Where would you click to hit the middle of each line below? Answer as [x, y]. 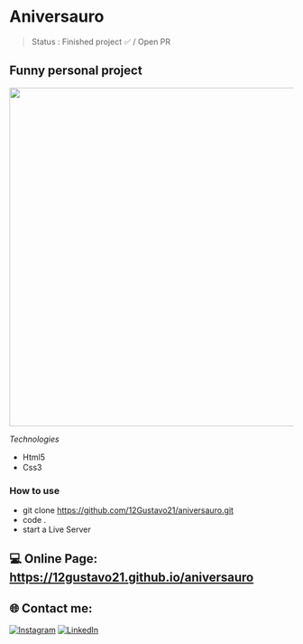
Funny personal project [76, 71]
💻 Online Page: [54, 559]
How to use [35, 490]
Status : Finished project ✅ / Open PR [101, 42]
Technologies [35, 439]
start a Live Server [57, 529]
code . [34, 520]
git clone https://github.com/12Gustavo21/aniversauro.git [128, 510]
